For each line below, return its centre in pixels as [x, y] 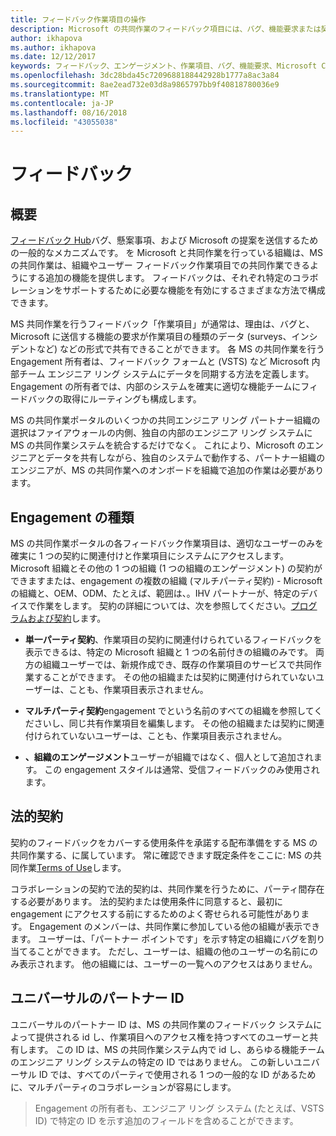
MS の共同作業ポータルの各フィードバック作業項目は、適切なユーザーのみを [167, 543]
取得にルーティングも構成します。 [132, 399]
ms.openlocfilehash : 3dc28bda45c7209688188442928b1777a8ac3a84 [145, 76]
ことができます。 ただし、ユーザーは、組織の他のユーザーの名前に [173, 951]
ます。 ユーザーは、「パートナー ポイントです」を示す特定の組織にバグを [159, 938]
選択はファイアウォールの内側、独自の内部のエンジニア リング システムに [161, 433]
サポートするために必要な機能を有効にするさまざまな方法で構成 [194, 290]
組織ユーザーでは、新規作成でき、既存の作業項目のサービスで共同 [177, 665]
